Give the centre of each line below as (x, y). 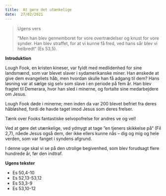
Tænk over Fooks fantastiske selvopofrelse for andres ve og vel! (71, 118)
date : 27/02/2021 (24, 14)
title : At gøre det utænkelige (38, 10)
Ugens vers (29, 28)
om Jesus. (16, 94)
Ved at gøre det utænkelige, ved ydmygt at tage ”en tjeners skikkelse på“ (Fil (83, 128)
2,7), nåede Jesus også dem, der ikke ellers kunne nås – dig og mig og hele (82, 133)
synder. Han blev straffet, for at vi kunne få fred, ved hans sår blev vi (87, 43)
